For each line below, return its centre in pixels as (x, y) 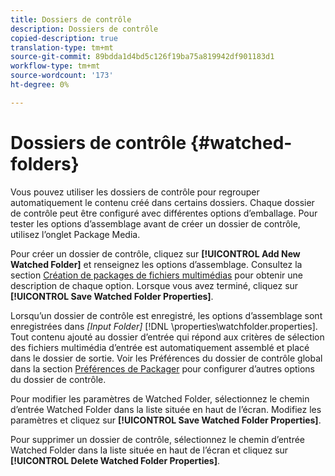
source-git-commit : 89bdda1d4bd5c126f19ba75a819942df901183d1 (142, 57)
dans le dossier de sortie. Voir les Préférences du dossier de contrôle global (166, 358)
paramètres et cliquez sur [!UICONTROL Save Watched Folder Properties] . (166, 420)
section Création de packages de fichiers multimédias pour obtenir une (156, 275)
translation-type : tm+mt (62, 47)
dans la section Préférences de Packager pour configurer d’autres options (163, 368)
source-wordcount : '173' (62, 76)
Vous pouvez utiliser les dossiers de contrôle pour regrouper (135, 192)
